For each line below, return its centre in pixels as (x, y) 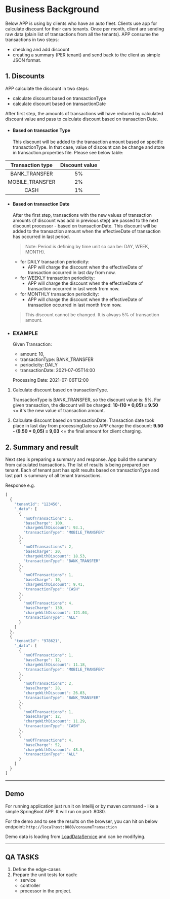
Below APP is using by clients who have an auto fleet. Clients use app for (81, 23)
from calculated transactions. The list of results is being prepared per (77, 465)
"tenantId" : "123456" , (38, 504)
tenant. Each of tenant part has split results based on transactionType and (82, 470)
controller (30, 886)
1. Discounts (25, 76)
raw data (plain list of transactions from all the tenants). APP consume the (82, 34)
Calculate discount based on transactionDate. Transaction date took (83, 420)
